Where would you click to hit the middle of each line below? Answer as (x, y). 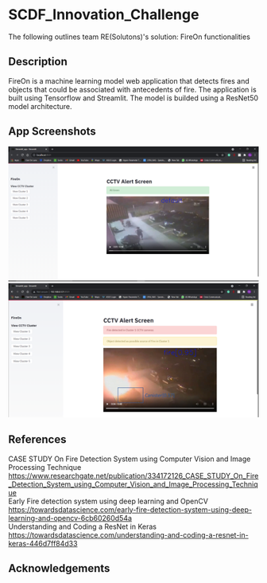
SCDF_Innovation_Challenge (104, 15)
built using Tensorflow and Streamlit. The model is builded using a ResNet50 (133, 98)
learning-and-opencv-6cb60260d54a (70, 518)
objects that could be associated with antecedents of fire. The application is (132, 89)
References (37, 440)
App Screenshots (52, 132)
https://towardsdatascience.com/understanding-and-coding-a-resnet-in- (128, 534)
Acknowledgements (59, 568)
